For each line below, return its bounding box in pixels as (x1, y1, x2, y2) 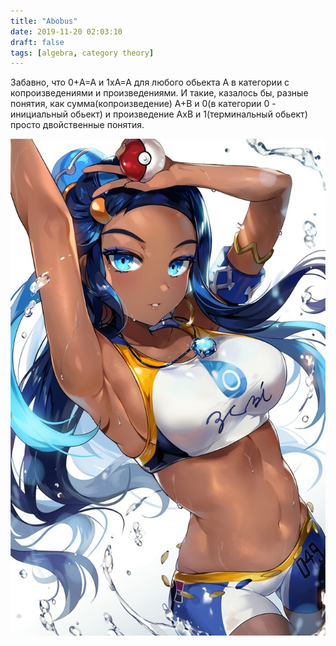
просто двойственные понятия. (10, 119, 145, 131)
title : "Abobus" (10, 16, 78, 26)
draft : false (10, 37, 65, 47)
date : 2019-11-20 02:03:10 (10, 26, 123, 37)
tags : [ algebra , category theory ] (10, 48, 155, 58)
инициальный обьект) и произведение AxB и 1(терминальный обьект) (10, 108, 308, 120)
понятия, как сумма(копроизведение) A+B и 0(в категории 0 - (10, 98, 277, 110)
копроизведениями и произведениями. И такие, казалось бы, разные (10, 87, 309, 99)
